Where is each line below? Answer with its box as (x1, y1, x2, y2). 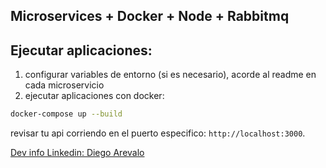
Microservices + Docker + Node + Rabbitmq (10, 8, 290, 25)
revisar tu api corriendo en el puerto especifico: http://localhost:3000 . (10, 127, 306, 139)
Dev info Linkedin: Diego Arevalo (10, 147, 145, 159)
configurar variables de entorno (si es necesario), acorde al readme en (24, 69, 317, 81)
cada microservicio (24, 79, 105, 91)
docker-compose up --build (10, 109, 123, 119)
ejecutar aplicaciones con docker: (24, 90, 165, 102)
